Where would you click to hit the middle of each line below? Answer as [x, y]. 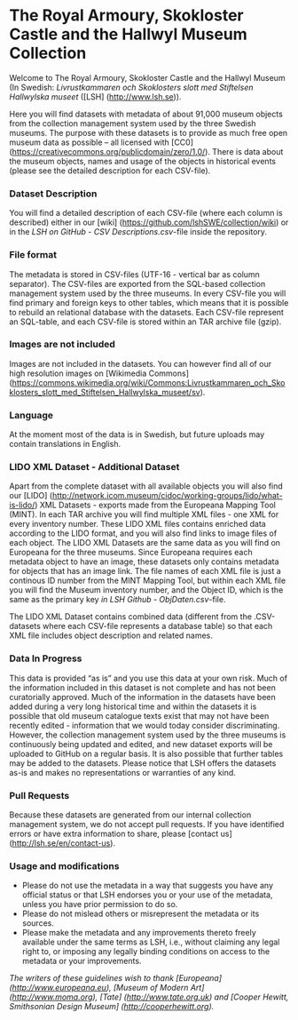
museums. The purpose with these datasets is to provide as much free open [149, 132]
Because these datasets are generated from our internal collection [130, 815]
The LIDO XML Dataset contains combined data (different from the [131, 617]
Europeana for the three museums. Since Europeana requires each [131, 553]
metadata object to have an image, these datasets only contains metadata [144, 562]
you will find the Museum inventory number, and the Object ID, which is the [146, 590]
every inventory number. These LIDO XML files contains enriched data [137, 524]
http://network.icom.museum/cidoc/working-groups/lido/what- [167, 496]
